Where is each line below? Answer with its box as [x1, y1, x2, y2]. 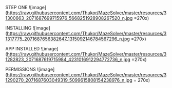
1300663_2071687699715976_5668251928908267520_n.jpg [5, 15, 133, 21]
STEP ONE [5, 5, 28, 10]
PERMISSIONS [5, 66, 36, 72]
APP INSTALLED [5, 46, 40, 51]
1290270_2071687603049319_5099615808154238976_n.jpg [5, 77, 132, 83]
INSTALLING [5, 25, 32, 31]
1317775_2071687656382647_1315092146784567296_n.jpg [5, 36, 130, 42]
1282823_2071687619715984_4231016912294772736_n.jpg [5, 56, 131, 63]
